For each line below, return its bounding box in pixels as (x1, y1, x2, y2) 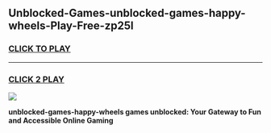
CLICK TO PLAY (8, 44, 71, 55)
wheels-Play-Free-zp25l (8, 19, 135, 33)
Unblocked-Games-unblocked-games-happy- (8, 6, 246, 20)
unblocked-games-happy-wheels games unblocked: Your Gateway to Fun (8, 106, 262, 116)
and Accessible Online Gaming (8, 115, 114, 125)
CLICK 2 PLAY (8, 73, 65, 85)
